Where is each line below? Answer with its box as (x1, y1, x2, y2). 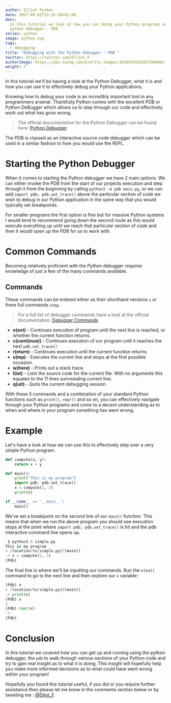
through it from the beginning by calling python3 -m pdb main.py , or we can (5, 186, 163, 192)
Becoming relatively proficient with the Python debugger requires (5, 263, 142, 269)
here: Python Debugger (17, 125, 67, 131)
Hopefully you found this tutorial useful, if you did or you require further (5, 681, 155, 687)
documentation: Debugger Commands (17, 317, 98, 323)
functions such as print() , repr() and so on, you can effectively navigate (5, 396, 160, 402)
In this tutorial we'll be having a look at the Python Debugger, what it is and (5, 78, 162, 85)
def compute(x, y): (5, 457, 47, 462)
